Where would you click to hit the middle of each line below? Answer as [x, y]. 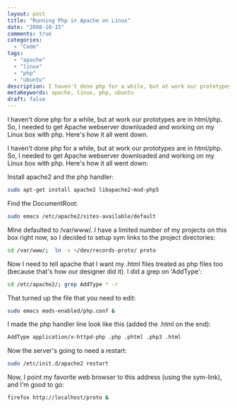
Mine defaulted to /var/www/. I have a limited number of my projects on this [117, 230]
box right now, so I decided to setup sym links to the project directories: [111, 237]
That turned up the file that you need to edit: [72, 298]
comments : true [30, 34]
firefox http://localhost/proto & [58, 398]
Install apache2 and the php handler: [61, 177]
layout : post [26, 14]
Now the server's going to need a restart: [67, 351]
